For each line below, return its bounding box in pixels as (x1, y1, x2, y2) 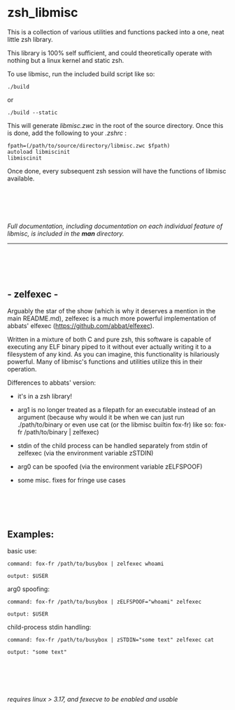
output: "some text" (7, 648, 68, 656)
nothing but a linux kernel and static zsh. (7, 57, 124, 65)
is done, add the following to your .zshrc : (7, 129, 127, 137)
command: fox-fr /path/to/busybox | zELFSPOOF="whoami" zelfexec (7, 599, 201, 606)
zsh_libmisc (7, 5, 78, 21)
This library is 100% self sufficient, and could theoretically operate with (7, 49, 212, 57)
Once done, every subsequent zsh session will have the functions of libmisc (7, 167, 227, 176)
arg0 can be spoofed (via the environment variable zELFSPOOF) (17, 462, 203, 471)
